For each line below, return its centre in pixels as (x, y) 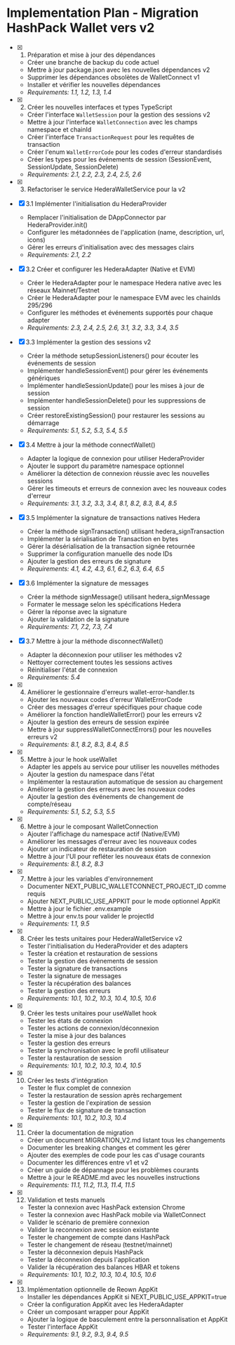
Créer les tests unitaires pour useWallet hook (92, 1013)
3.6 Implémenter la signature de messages (87, 583)
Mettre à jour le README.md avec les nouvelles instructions (114, 1177)
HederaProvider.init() (58, 225)
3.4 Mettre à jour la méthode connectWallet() (90, 445)
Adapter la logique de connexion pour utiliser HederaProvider (116, 458)
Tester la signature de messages (74, 975)
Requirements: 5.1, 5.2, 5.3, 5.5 (71, 811)
